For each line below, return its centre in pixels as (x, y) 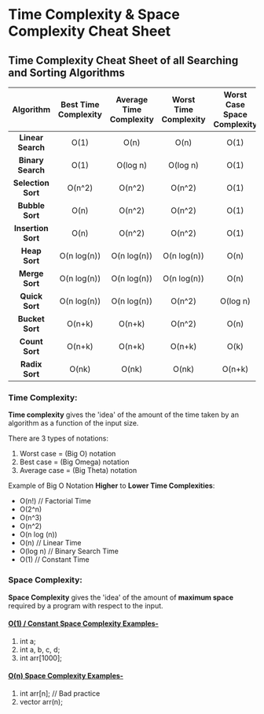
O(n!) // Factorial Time (55, 501)
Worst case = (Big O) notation (68, 454)
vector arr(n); (41, 702)
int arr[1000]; (41, 658)
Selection (31, 183)
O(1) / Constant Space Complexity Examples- (83, 623)
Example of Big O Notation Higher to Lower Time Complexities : (112, 485)
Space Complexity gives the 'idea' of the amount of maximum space (121, 597)
